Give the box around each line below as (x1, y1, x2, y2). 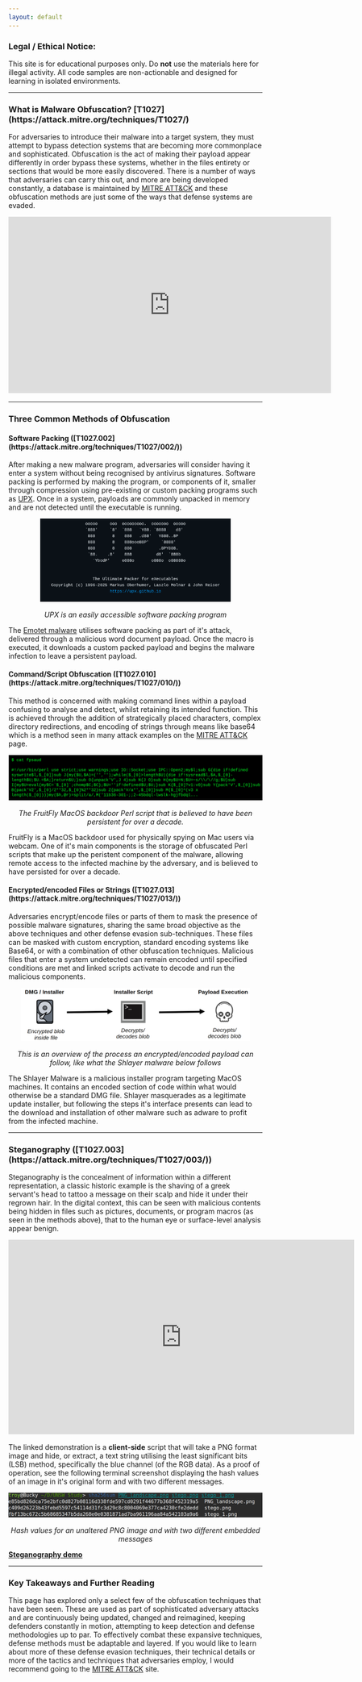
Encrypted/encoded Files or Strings (8, 885, 131, 895)
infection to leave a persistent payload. (8, 651, 138, 660)
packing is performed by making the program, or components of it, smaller (8, 477, 256, 487)
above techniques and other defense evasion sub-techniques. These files (8, 928, 253, 939)
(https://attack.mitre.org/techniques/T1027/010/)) (8, 678, 181, 688)
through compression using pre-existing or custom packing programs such (8, 485, 258, 495)
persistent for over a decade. (87, 817, 184, 826)
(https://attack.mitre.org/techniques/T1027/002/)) (8, 442, 183, 452)
